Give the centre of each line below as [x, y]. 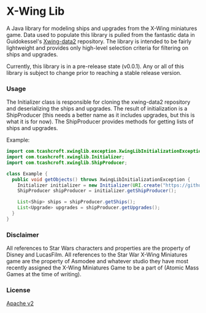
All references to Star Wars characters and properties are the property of [98, 248]
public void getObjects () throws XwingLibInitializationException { [101, 179]
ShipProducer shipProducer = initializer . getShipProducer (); [97, 191]
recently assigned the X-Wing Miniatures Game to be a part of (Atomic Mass [103, 268]
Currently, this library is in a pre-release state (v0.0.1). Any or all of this [95, 66]
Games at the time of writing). [44, 274]
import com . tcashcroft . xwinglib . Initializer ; [65, 157]
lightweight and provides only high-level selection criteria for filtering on [97, 48]
